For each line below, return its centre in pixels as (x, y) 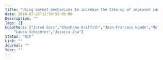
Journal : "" (17, 45)
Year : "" (14, 50)
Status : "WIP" (19, 37)
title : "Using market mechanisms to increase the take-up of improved (78, 9)
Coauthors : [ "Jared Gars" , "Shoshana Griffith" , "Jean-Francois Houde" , (78, 28)
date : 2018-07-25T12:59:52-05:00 (39, 14)
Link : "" (14, 41)
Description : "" (21, 18)
